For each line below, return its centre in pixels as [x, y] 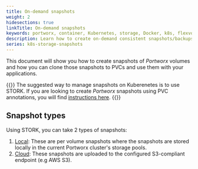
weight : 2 [18, 17]
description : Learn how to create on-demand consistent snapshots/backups [100, 39]
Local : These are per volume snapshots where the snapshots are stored [102, 141]
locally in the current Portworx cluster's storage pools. [81, 147]
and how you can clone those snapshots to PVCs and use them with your [95, 67]
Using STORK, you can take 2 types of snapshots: [67, 130]
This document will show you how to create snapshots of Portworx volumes [98, 61]
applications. [22, 73]
